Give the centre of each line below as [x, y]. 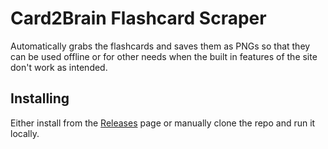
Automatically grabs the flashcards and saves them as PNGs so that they [160, 46]
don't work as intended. [59, 67]
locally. [25, 133]
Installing [40, 98]
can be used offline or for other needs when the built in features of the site [164, 56]
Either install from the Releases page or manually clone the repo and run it [163, 123]
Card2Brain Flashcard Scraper [138, 18]
